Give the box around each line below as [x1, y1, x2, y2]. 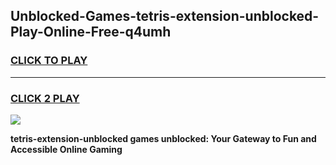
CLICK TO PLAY [10, 54, 88, 68]
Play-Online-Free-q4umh [10, 24, 172, 41]
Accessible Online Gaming [10, 143, 123, 155]
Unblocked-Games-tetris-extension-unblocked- [10, 8, 320, 25]
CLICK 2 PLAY [10, 91, 80, 105]
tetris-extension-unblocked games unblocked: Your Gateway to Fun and [10, 132, 317, 144]
